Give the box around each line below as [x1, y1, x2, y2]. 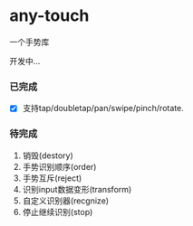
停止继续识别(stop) [22, 206, 93, 217]
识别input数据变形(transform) [22, 184, 132, 194]
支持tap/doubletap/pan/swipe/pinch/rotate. [22, 103, 184, 114]
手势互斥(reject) [22, 173, 82, 184]
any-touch [9, 5, 90, 26]
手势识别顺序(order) [22, 161, 97, 172]
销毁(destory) [22, 150, 74, 161]
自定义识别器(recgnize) [22, 195, 110, 206]
